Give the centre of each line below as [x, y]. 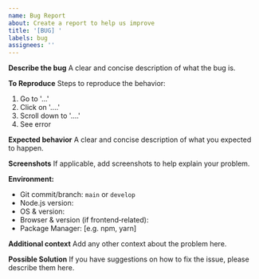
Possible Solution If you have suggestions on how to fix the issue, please [129, 259]
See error [35, 124]
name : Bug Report [37, 16]
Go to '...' [34, 99]
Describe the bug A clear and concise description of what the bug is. [122, 68]
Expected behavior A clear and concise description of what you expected [130, 139]
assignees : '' [32, 45]
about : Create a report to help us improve [82, 23]
